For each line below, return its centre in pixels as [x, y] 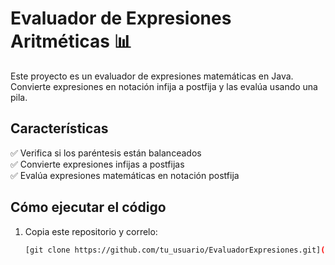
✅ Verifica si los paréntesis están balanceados [106, 153]
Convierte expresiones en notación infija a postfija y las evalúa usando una [164, 86]
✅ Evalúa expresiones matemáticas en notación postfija [125, 175]
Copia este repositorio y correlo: [91, 231]
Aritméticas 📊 [71, 41]
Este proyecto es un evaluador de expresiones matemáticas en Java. [152, 76]
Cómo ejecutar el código [88, 207]
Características [59, 128]
